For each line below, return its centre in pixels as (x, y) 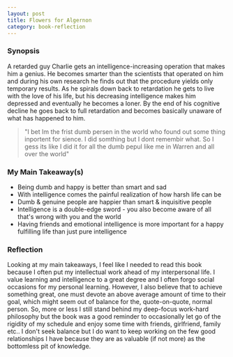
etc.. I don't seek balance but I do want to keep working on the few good (112, 331)
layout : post (26, 14)
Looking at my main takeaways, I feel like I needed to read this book (105, 265)
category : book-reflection (46, 26)
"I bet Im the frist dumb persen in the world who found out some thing (125, 131)
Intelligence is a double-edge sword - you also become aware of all (114, 209)
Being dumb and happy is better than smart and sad (92, 187)
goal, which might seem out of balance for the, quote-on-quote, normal (110, 302)
